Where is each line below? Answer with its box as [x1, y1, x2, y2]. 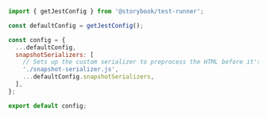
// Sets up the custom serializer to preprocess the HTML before [22, 58, 244, 67]
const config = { [8, 36, 66, 44]
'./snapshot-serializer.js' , [22, 66, 119, 74]
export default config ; [8, 101, 87, 110]
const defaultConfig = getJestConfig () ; [8, 21, 145, 29]
